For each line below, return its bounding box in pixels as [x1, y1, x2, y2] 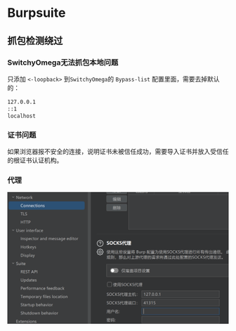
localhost [7, 112, 37, 119]
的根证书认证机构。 [7, 156, 63, 164]
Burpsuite [7, 5, 66, 21]
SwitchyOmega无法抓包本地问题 [7, 58, 119, 67]
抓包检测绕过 [7, 34, 63, 46]
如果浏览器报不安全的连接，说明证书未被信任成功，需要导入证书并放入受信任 [7, 148, 229, 156]
